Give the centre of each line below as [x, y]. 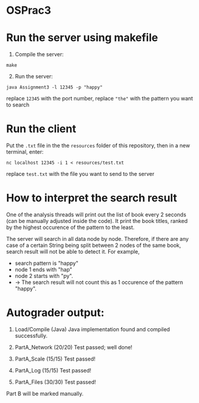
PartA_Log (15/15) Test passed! [53, 370]
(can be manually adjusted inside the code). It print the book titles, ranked [97, 221]
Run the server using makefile [82, 38]
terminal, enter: [25, 152]
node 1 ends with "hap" [44, 269]
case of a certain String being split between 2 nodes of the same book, [94, 245]
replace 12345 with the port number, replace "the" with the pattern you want [99, 99]
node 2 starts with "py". [44, 276]
